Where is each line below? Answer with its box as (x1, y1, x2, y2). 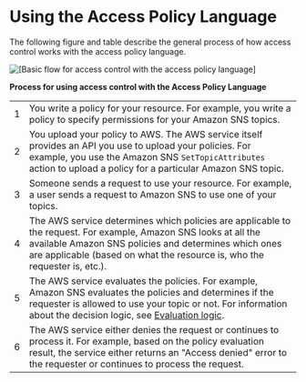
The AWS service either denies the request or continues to (28, 323, 280, 336)
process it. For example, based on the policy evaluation (28, 335, 265, 347)
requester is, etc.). (28, 259, 107, 272)
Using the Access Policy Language (9, 6, 278, 27)
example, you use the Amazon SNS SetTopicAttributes (28, 150, 266, 163)
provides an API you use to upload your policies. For (28, 139, 252, 152)
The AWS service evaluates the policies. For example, (28, 275, 258, 287)
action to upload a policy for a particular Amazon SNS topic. (28, 162, 284, 175)
